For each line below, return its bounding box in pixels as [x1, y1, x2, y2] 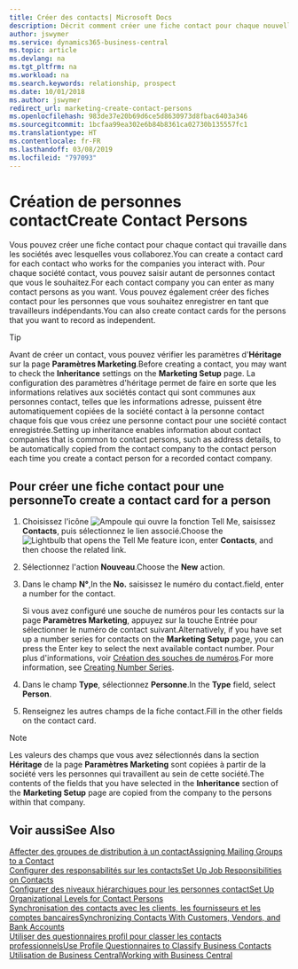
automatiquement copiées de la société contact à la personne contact [9, 406, 264, 417]
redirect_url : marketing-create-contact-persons [9, 104, 192, 113]
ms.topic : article [9, 46, 77, 55]
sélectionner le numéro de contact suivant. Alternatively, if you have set [21, 625, 282, 635]
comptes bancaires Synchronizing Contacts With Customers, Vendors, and [9, 912, 281, 923]
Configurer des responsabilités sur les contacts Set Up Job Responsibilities [9, 865, 282, 876]
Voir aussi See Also [9, 823, 115, 838]
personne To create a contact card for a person [9, 492, 271, 508]
